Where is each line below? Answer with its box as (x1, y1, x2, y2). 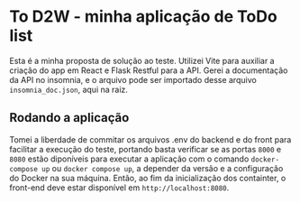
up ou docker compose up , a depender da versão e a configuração (41, 162, 284, 173)
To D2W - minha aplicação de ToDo (9, 6, 277, 27)
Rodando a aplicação (9, 110, 130, 125)
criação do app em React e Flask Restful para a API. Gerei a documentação (9, 65, 288, 76)
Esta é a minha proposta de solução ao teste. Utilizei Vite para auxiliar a (9, 55, 275, 66)
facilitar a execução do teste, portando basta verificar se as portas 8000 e (9, 143, 282, 154)
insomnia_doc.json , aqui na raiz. (9, 84, 129, 95)
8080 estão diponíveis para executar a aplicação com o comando (9, 153, 250, 164)
